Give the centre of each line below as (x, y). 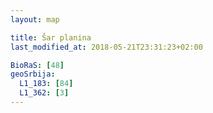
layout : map (35, 19)
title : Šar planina (51, 37)
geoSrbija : (33, 74)
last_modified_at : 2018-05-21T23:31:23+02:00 (106, 47)
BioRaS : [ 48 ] (37, 65)
